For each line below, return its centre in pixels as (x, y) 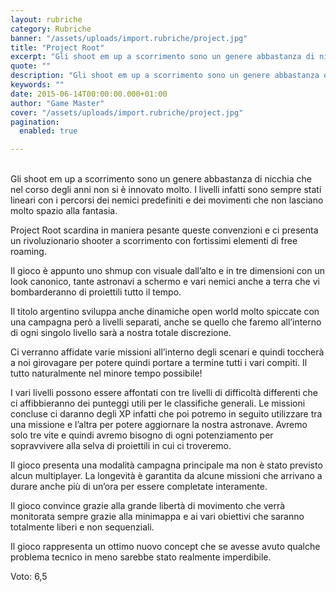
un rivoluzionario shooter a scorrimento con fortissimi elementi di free (154, 241)
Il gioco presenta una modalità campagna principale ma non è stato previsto (166, 465)
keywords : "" (37, 85)
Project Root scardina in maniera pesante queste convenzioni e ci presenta (164, 230)
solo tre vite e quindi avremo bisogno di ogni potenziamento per (142, 435)
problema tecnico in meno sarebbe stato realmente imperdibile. (141, 557)
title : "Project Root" (57, 47)
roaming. (28, 252)
